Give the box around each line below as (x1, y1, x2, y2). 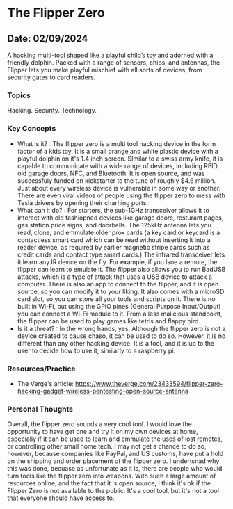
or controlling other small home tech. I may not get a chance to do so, (7, 442, 207, 451)
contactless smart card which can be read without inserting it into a (17, 235, 211, 244)
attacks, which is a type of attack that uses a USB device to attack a (17, 273, 212, 281)
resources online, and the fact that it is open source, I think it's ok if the (7, 479, 211, 487)
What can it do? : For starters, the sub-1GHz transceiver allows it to (17, 206, 210, 214)
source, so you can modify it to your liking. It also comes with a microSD (17, 287, 225, 296)
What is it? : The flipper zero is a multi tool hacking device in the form (17, 139, 216, 147)
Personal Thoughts (7, 404, 73, 414)
